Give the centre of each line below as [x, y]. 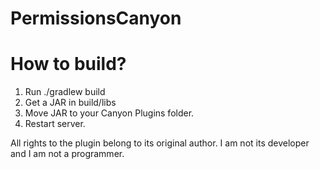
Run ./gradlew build [65, 92]
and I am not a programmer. [67, 154]
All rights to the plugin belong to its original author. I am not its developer [160, 143]
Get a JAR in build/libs [70, 103]
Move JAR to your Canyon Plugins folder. [109, 113]
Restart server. [55, 124]
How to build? [68, 64]
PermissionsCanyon [96, 18]
